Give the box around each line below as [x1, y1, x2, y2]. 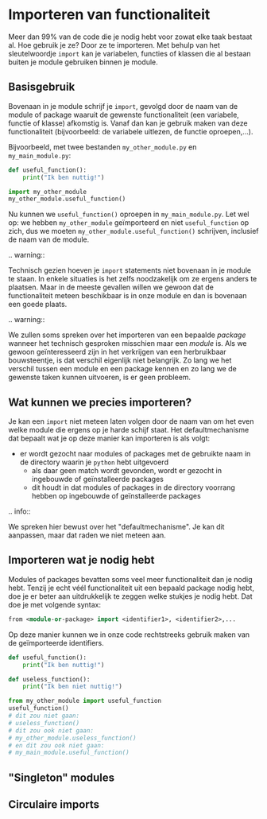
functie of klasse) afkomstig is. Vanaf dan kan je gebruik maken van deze [8, 118, 248, 128]
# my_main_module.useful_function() [8, 749, 130, 757]
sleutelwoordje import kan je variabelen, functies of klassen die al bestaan [8, 49, 252, 58]
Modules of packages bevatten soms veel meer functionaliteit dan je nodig [8, 574, 253, 584]
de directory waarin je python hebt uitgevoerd [19, 457, 169, 467]
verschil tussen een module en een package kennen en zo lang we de [8, 364, 237, 374]
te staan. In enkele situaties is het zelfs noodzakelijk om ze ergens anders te [8, 274, 257, 284]
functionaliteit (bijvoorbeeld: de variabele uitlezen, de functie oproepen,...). [8, 126, 253, 136]
